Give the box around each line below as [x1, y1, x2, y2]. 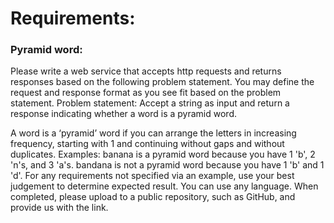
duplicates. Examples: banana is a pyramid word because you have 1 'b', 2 [10, 148, 316, 161]
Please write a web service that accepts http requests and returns [10, 65, 282, 77]
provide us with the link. [10, 202, 109, 214]
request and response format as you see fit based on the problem [10, 87, 282, 99]
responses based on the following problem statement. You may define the [10, 76, 315, 88]
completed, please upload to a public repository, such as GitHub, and [10, 191, 296, 203]
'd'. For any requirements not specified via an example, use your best [10, 170, 295, 182]
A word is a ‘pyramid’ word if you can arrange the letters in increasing [10, 127, 297, 139]
